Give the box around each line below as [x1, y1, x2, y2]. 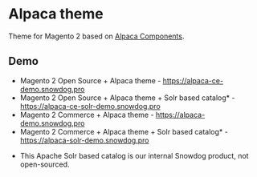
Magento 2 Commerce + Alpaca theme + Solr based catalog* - [19, 127, 229, 136]
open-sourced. [19, 159, 70, 169]
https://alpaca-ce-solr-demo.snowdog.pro [19, 101, 161, 111]
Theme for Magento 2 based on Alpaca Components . [8, 31, 185, 41]
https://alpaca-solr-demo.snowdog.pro [19, 135, 149, 145]
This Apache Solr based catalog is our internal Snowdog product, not [19, 151, 249, 160]
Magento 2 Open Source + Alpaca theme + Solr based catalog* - [19, 93, 235, 103]
